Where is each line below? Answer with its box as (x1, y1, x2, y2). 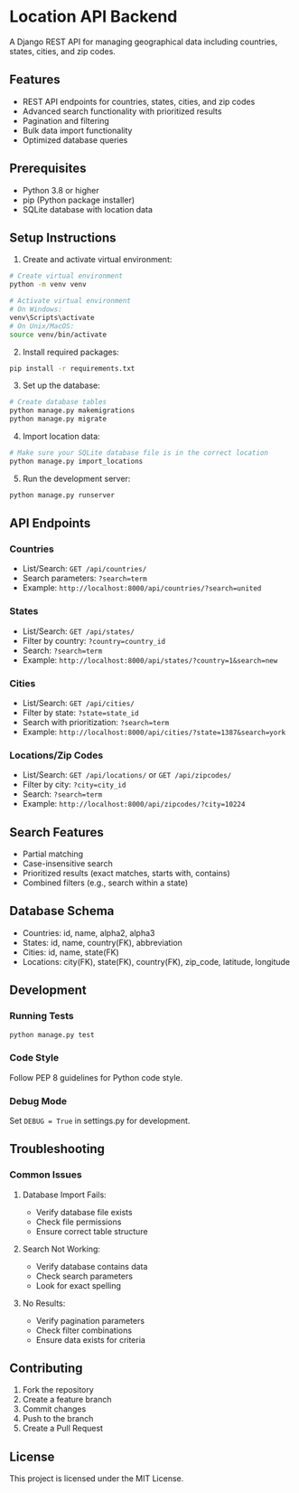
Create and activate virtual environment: (22, 254, 173, 265)
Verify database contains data (35, 1261, 148, 1271)
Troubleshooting (9, 1141, 106, 1157)
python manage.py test (9, 1030, 95, 1039)
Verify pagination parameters (35, 1315, 145, 1326)
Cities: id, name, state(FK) (22, 947, 119, 958)
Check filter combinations (35, 1325, 133, 1336)
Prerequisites (9, 161, 87, 176)
